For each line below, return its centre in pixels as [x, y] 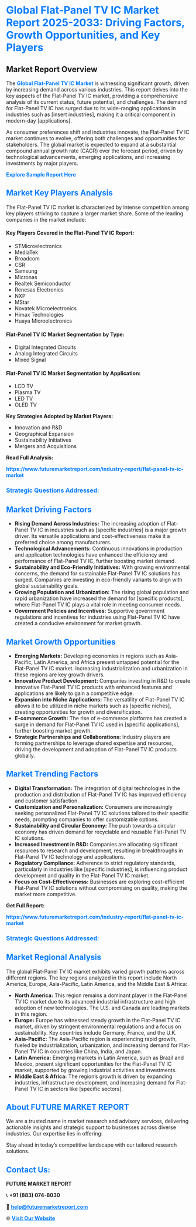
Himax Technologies [39, 315]
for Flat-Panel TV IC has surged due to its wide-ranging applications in [91, 108]
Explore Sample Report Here [41, 174]
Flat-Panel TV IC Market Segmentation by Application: [73, 373]
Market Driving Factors [49, 509]
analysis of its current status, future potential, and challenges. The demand [97, 102]
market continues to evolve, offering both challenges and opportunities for [96, 138]
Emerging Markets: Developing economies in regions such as [89, 656]
